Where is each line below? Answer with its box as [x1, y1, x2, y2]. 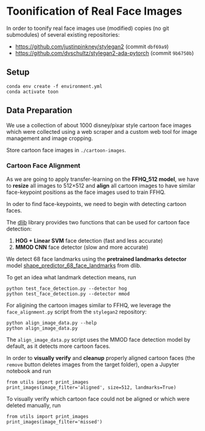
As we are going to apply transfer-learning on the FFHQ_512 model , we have [6, 175, 199, 183]
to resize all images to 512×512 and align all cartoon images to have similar [6, 182, 196, 189]
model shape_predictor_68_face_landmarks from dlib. [6, 262, 142, 269]
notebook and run [6, 367, 51, 374]
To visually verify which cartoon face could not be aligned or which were [6, 395, 190, 402]
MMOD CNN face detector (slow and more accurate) [15, 243, 149, 251]
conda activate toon [6, 89, 59, 95]
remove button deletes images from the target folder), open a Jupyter [6, 361, 179, 368]
